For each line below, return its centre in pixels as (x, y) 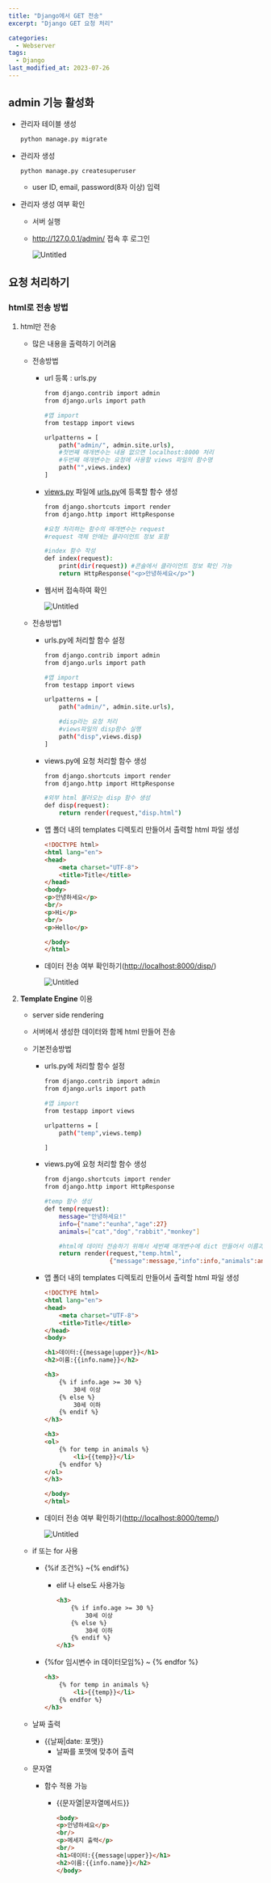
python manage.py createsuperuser (78, 171)
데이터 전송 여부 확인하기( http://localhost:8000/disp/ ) (130, 966)
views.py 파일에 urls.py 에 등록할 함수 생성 (111, 491)
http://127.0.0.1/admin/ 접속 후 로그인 (91, 238)
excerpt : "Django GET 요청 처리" (61, 23)
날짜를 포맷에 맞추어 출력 (95, 1751)
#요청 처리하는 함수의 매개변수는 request (104, 529)
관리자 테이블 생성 (48, 124)
